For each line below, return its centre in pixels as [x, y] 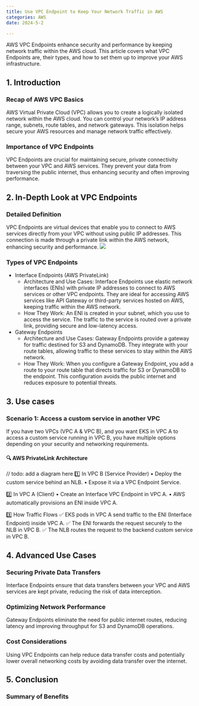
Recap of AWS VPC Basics [45, 99]
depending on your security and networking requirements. [78, 444]
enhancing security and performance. [53, 247]
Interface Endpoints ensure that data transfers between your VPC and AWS [98, 585]
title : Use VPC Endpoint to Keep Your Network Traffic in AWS [85, 12]
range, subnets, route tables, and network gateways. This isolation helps [95, 125]
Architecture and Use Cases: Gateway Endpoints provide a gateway [106, 338]
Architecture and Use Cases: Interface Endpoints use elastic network [108, 282]
